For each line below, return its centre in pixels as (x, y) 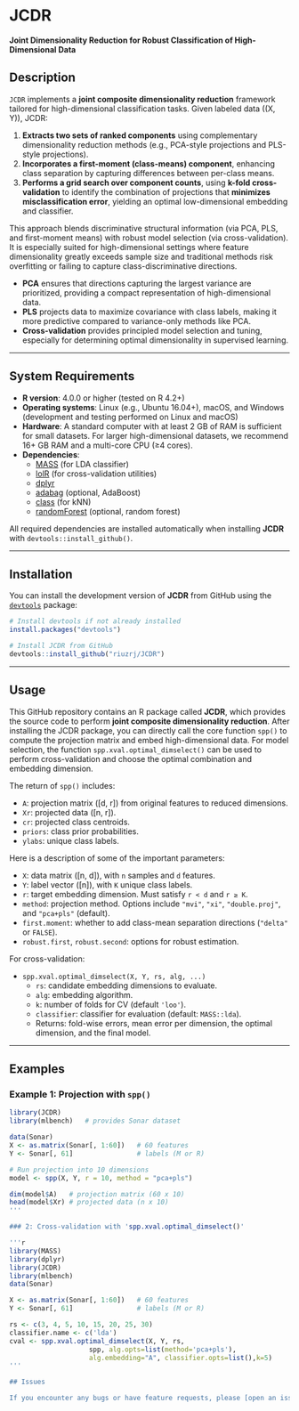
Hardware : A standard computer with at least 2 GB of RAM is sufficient (152, 426)
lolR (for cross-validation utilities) (96, 474)
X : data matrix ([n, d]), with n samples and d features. (119, 875)
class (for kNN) (63, 502)
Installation (41, 574)
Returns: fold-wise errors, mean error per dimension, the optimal (154, 1023)
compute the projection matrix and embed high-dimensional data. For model (149, 740)
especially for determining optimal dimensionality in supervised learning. (155, 340)
